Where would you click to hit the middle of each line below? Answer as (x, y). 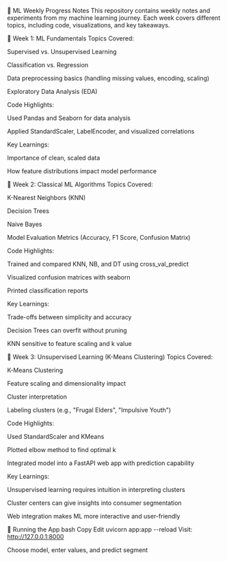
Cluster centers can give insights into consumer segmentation (95, 503)
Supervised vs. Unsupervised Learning (62, 52)
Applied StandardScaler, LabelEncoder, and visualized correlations (101, 131)
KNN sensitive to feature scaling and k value (69, 344)
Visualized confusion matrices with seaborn (69, 277)
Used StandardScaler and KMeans (56, 436)
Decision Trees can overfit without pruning (67, 330)
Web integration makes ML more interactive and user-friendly (94, 516)
